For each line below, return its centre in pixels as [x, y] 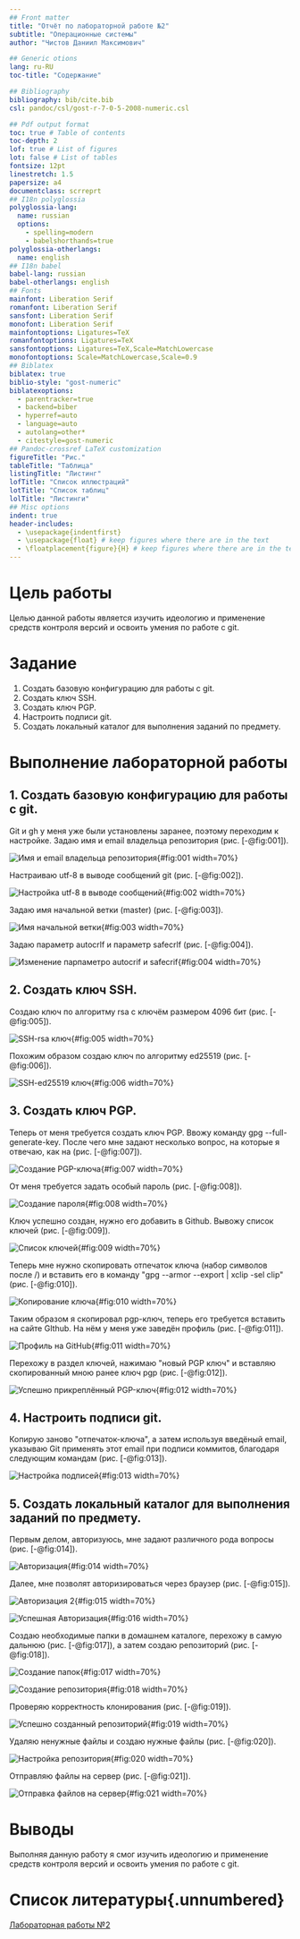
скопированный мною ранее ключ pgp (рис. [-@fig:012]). [118, 1372]
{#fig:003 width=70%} [143, 927]
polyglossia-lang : [43, 208]
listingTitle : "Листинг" [55, 474]
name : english [43, 257]
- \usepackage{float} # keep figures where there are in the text [143, 541]
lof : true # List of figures [63, 149]
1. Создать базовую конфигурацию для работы [149, 795]
